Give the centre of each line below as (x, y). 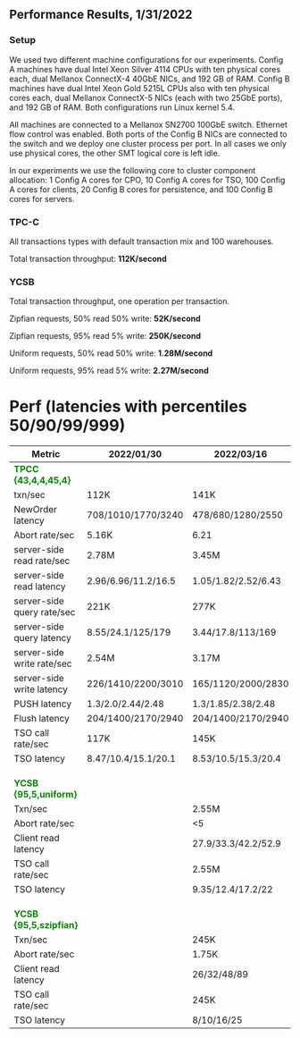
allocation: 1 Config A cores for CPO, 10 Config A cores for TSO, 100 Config (147, 180)
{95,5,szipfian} (46, 925)
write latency (41, 689)
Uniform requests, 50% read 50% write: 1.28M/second (111, 353)
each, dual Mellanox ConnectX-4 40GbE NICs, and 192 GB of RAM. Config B (150, 79)
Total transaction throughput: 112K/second (88, 258)
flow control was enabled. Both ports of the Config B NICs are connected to (148, 134)
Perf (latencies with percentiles (128, 407)
